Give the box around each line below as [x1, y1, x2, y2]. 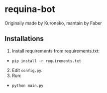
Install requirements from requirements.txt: [11, 47, 100, 53]
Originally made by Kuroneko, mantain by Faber [4, 20, 103, 26]
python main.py [11, 83, 44, 88]
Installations [4, 34, 44, 43]
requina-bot [4, 3, 55, 15]
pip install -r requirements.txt [11, 58, 82, 63]
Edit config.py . [11, 67, 43, 73]
